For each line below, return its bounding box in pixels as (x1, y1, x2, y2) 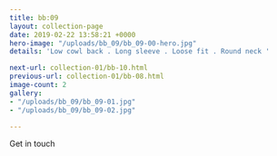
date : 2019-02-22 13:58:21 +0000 (9, 30, 136, 39)
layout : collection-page (9, 22, 104, 31)
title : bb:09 (9, 13, 59, 23)
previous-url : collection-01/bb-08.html (9, 72, 165, 82)
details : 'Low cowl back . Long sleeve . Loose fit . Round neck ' (9, 47, 271, 56)
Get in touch (9, 138, 56, 150)
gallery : (9, 88, 43, 98)
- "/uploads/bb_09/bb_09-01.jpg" (9, 97, 136, 106)
